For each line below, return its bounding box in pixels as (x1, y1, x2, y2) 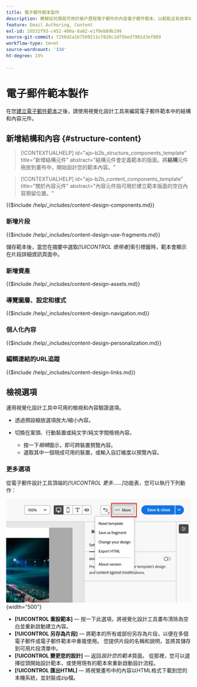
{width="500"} (6, 604, 42, 611)
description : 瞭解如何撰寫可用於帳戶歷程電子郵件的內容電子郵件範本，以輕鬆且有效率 (6, 15, 189, 22)
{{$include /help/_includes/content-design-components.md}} (6, 201, 155, 208)
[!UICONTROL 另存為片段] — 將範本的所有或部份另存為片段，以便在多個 (14, 630, 189, 637)
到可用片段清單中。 (14, 645, 62, 652)
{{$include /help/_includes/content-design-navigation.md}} (6, 310, 150, 317)
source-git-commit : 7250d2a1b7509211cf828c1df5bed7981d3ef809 (6, 34, 161, 41)
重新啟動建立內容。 (25, 623, 72, 630)
